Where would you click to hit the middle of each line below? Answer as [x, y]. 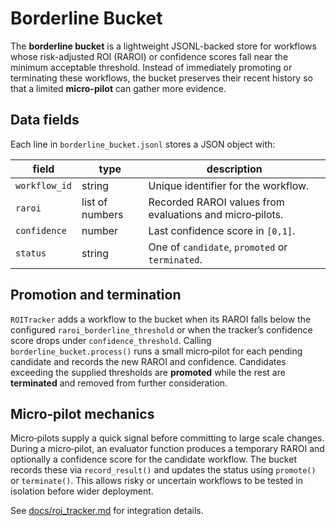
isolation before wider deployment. [82, 491]
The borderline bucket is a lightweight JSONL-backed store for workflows [163, 46]
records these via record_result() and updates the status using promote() [163, 470]
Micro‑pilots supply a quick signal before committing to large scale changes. [167, 438]
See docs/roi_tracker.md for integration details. [107, 511]
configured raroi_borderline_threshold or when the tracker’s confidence [161, 329]
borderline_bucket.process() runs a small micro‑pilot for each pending [156, 351]
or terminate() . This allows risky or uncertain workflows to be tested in [157, 481]
